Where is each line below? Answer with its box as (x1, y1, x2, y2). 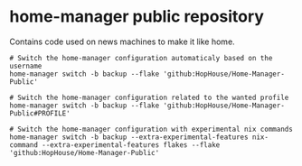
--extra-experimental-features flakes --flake (42, 140, 221, 150)
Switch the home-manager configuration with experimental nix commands (17, 124, 294, 134)
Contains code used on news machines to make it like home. (9, 36, 235, 47)
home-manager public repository (9, 6, 265, 27)
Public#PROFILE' (9, 108, 71, 118)
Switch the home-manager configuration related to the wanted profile (17, 93, 289, 102)
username (9, 61, 42, 70)
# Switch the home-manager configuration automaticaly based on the (9, 53, 273, 62)
